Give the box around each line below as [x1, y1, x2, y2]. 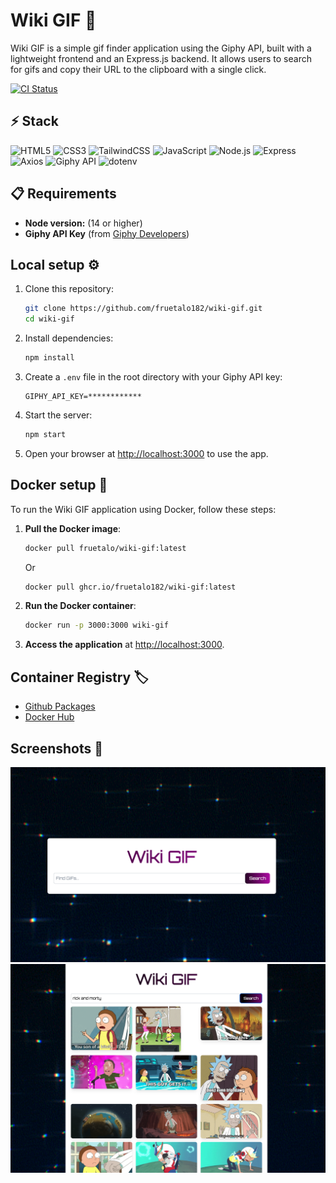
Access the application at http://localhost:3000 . [24, 639, 225, 651]
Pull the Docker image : [24, 522, 122, 534]
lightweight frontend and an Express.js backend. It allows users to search [10, 52, 312, 64]
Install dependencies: [24, 332, 114, 344]
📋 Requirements [10, 185, 117, 203]
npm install [24, 353, 75, 363]
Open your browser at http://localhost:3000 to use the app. [24, 447, 269, 459]
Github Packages [24, 700, 96, 713]
